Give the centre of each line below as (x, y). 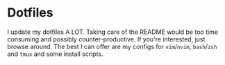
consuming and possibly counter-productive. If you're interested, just (106, 39)
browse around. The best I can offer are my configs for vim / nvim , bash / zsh (112, 46)
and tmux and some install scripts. (55, 54)
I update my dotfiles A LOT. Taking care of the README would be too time (113, 32)
